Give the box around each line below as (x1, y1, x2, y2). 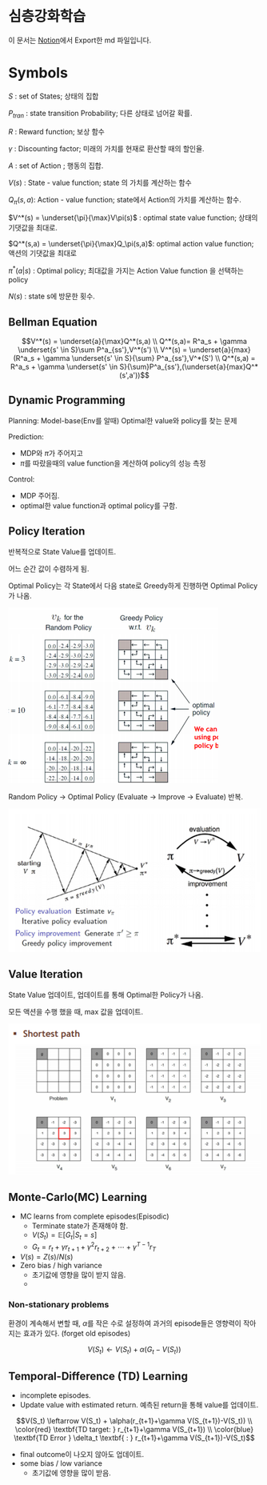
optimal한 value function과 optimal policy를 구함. (19, 501, 178, 510)
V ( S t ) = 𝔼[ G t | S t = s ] (31, 1230, 98, 1241)
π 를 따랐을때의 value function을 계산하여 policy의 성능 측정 (19, 458, 206, 468)
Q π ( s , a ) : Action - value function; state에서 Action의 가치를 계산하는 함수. (8, 194, 242, 206)
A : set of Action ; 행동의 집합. (8, 161, 104, 170)
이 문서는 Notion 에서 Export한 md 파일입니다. (8, 35, 152, 45)
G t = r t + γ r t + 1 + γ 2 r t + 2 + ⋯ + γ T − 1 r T (31, 1240, 157, 1253)
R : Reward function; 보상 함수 (8, 126, 106, 136)
